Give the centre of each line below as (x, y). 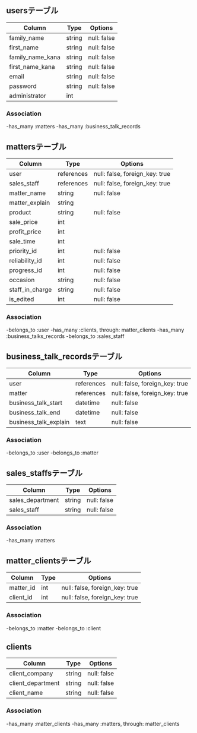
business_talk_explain (39, 422)
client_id (21, 598)
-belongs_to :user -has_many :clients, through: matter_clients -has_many (95, 330)
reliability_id (26, 260)
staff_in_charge (31, 289)
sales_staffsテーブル (45, 473)
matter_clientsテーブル (49, 560)
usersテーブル (32, 11)
